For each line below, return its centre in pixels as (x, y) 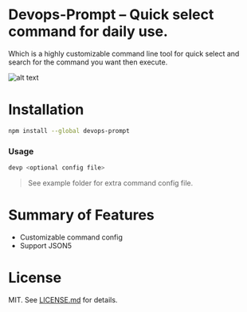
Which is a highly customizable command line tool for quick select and (124, 53)
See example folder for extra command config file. (110, 183)
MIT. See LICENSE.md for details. (63, 299)
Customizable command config (71, 237)
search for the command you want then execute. (88, 62)
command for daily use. (88, 31)
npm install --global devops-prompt (69, 131)
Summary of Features (82, 215)
